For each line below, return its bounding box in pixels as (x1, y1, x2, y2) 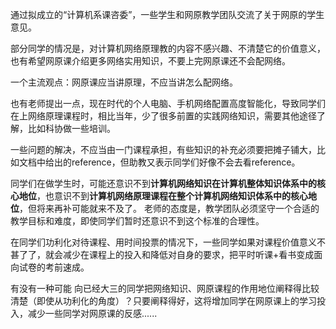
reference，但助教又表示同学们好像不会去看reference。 (71, 156, 301, 168)
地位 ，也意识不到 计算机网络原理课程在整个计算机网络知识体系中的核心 (18, 190, 308, 202)
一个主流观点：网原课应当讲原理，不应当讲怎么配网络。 (10, 76, 238, 88)
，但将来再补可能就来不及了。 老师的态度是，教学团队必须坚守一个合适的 (19, 203, 320, 214)
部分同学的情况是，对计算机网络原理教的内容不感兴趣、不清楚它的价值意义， (10, 43, 326, 54)
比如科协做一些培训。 (27, 123, 116, 134)
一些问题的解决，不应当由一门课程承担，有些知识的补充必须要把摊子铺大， (10, 144, 317, 155)
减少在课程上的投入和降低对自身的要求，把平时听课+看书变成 (62, 249, 315, 260)
